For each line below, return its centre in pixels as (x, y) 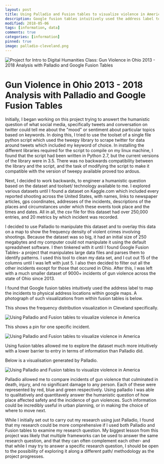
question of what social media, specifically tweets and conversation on (76, 124)
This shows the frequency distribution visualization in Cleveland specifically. (82, 308)
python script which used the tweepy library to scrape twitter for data (75, 140)
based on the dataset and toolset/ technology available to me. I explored (78, 186)
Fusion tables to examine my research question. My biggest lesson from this (82, 430)
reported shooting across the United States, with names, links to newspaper (81, 196)
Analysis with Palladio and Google (75, 95)
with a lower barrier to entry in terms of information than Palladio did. (74, 351)
